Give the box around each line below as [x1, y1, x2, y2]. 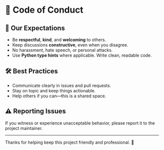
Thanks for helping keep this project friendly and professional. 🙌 [5, 139, 134, 145]
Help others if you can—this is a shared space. [12, 93, 106, 99]
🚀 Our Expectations [5, 24, 65, 32]
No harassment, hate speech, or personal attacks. [12, 47, 113, 53]
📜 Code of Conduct [5, 4, 83, 16]
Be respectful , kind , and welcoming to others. [12, 37, 106, 43]
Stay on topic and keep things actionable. [12, 87, 96, 93]
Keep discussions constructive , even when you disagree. [12, 42, 128, 48]
